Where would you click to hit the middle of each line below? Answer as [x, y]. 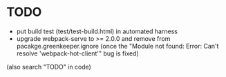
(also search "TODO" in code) [49, 67]
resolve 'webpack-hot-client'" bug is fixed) [77, 53]
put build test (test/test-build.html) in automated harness [97, 31]
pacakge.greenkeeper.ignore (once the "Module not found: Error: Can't [117, 46]
